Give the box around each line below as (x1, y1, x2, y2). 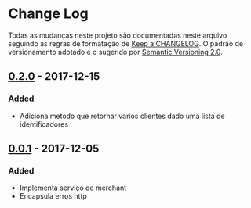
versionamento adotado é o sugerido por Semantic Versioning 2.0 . (8, 47, 223, 56)
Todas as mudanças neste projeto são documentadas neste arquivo (8, 30, 227, 40)
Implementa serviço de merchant (19, 183, 127, 192)
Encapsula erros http (19, 192, 88, 201)
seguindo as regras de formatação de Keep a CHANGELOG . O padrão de (8, 38, 244, 48)
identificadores (19, 119, 69, 129)
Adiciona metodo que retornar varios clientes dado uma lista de (19, 111, 225, 120)
